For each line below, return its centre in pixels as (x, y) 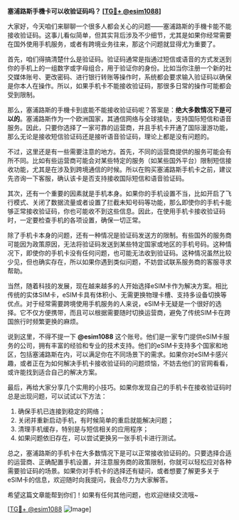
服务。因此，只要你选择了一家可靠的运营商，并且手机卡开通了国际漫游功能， (119, 128)
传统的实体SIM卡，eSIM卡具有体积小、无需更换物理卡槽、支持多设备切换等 (117, 295)
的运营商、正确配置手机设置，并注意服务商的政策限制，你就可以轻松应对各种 (119, 462)
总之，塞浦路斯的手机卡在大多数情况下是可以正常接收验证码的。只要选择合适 (119, 453)
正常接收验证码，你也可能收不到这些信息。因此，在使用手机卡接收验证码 (119, 211)
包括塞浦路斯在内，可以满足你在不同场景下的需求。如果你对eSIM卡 (117, 354)
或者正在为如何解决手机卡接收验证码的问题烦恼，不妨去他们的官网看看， (126, 363)
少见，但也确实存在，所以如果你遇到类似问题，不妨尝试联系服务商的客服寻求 (119, 262)
